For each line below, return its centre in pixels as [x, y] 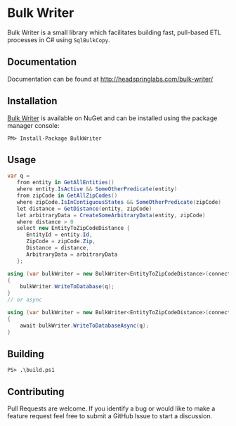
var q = [19, 176]
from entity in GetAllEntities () [65, 183]
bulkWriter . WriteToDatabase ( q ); [67, 287]
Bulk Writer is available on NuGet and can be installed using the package [112, 118]
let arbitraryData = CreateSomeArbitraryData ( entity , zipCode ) [111, 215]
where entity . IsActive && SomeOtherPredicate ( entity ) [97, 189]
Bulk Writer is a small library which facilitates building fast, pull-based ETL [114, 32]
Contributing [36, 392]
